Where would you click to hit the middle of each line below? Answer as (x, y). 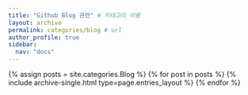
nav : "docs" (35, 52)
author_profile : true (44, 37)
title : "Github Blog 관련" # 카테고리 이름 (74, 15)
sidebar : (23, 45)
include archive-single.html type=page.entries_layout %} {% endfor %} (124, 82)
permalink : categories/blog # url (65, 30)
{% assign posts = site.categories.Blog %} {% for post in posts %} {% (122, 74)
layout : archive (35, 23)
